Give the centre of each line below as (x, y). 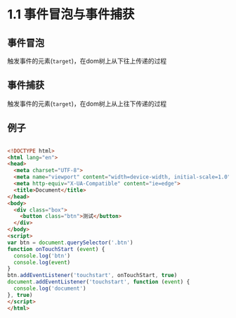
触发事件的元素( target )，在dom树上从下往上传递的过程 (87, 61)
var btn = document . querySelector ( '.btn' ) (70, 243)
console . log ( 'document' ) (50, 288)
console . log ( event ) (42, 262)
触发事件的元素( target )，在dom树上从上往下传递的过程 (87, 104)
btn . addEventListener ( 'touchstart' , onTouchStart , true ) (92, 276)
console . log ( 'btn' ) (42, 256)
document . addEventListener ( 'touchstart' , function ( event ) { (99, 282)
